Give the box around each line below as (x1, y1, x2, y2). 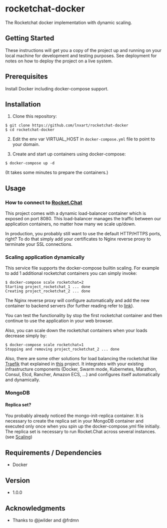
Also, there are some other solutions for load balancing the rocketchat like (5, 356, 157, 362)
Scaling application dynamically (5, 253, 85, 260)
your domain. (12, 141, 40, 147)
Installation (5, 100, 41, 108)
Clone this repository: (12, 113, 57, 119)
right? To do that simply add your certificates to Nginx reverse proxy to (5, 236, 151, 242)
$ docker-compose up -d (5, 161, 55, 166)
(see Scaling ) (5, 434, 32, 440)
